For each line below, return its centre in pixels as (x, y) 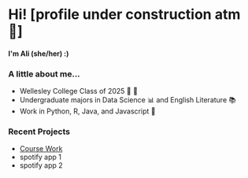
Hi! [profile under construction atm (124, 15)
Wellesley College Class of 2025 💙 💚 (78, 91)
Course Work (41, 149)
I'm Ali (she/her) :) (39, 54)
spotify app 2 (41, 165)
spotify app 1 (40, 157)
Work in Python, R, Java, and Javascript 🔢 (87, 111)
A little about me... (44, 74)
